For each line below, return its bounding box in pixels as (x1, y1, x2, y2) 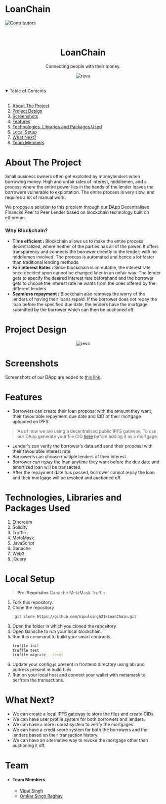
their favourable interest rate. (12, 448, 72, 454)
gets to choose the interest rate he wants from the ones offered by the (12, 280, 156, 286)
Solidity (12, 524, 28, 530)
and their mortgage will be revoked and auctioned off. (12, 475, 122, 481)
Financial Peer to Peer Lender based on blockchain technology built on (5, 209, 149, 215)
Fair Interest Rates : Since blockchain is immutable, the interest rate (12, 264, 151, 271)
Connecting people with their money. (45, 63, 121, 69)
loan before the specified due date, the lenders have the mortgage (12, 302, 148, 308)
